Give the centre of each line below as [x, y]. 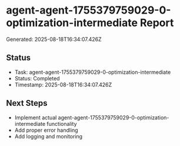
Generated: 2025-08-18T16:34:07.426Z [54, 39]
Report [157, 23]
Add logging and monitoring [49, 136]
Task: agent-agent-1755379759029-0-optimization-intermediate [93, 72]
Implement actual [36, 117]
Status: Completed [37, 78]
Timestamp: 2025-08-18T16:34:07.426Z [63, 85]
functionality [62, 124]
